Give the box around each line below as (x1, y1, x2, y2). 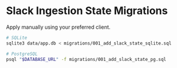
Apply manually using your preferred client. (6, 23, 111, 30)
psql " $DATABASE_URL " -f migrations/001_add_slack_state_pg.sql (6, 56, 166, 62)
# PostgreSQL (6, 51, 38, 57)
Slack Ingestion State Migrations (6, 4, 168, 18)
